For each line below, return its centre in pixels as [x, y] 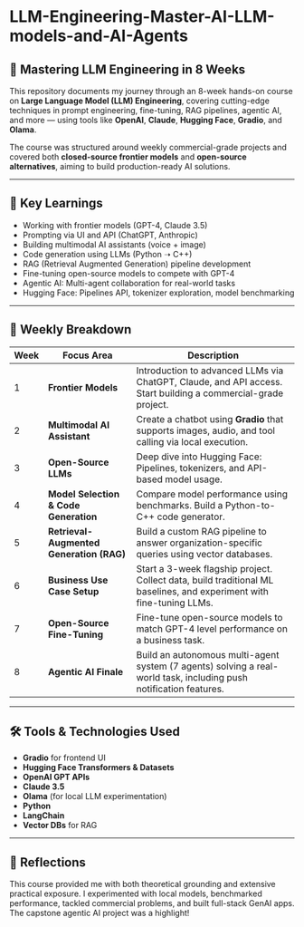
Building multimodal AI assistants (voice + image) [114, 244]
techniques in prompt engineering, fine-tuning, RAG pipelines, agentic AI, [146, 110]
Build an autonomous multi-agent [208, 654]
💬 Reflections [47, 862]
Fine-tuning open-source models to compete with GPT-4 [128, 273]
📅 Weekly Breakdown [71, 329]
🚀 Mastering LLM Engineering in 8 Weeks [128, 69]
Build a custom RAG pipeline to [201, 531]
